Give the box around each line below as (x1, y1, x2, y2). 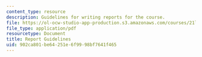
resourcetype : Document (6, 31, 66, 37)
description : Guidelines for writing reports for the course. (6, 14, 165, 20)
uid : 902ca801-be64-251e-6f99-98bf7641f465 (6, 42, 117, 48)
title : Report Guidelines (6, 36, 71, 42)
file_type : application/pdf (6, 25, 77, 31)
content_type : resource (6, 8, 66, 15)
